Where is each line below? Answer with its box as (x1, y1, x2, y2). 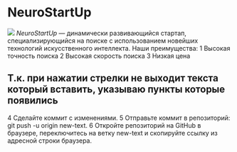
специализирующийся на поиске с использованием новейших (7, 36, 199, 45)
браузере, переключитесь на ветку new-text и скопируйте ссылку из (7, 128, 218, 137)
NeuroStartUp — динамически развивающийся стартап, (16, 29, 187, 37)
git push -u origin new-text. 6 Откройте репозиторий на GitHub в (7, 121, 201, 129)
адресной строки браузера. (7, 136, 93, 145)
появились (7, 94, 58, 107)
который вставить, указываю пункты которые (7, 83, 226, 96)
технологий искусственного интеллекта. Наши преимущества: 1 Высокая (7, 44, 231, 52)
